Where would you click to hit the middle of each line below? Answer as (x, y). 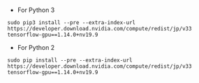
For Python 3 (36, 10)
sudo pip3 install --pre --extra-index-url (72, 23)
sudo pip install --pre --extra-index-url (70, 60)
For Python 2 (36, 47)
